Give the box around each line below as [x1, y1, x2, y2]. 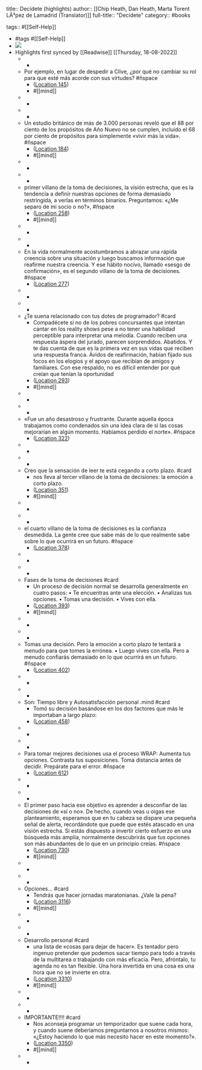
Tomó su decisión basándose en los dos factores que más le [33, 705, 184, 712]
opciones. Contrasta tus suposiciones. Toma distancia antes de [24, 756, 182, 764]
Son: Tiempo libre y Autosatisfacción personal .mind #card [24, 699, 170, 705]
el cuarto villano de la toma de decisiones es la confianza [24, 525, 167, 532]
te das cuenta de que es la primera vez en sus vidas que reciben [33, 345, 194, 352]
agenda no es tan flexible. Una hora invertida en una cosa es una [33, 962, 195, 969]
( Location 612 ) [33, 769, 69, 776]
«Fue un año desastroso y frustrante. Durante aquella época [24, 415, 174, 423]
